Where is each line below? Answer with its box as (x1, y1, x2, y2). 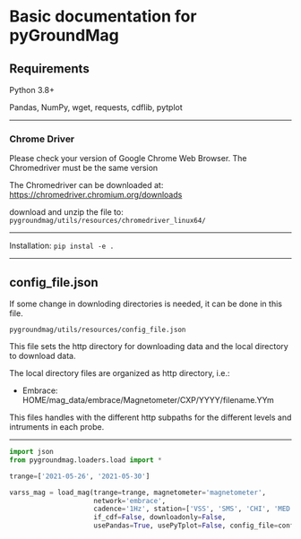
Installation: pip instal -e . (9, 240, 115, 252)
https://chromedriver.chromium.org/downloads (9, 190, 183, 201)
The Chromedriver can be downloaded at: (9, 180, 164, 191)
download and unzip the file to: (9, 207, 124, 218)
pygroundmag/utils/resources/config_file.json (9, 325, 186, 335)
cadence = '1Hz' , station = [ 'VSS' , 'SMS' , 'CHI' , (93, 504, 271, 514)
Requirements (9, 61, 90, 76)
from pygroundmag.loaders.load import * (9, 455, 163, 465)
